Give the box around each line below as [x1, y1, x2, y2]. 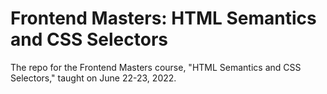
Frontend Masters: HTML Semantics [10, 7, 317, 30]
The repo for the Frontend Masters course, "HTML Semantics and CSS [10, 61, 302, 73]
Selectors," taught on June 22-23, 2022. [10, 72, 177, 84]
